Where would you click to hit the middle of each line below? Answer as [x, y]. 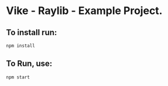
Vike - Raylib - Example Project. [84, 11]
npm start [18, 77]
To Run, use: [29, 63]
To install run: [32, 32]
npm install [20, 46]
